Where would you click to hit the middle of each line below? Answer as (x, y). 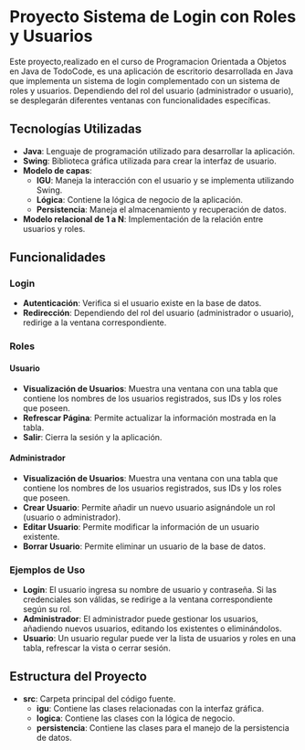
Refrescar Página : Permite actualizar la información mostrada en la (149, 417)
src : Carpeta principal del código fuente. (99, 698)
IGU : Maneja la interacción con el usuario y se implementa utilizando (165, 180)
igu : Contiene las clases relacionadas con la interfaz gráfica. (150, 708)
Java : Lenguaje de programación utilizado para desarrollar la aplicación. (158, 151)
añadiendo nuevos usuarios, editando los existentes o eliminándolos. (152, 629)
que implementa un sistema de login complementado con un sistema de (145, 80)
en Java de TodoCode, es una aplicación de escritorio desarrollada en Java (152, 71)
